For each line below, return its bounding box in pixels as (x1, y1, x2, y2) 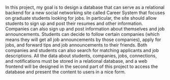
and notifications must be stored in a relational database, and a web (5, 58, 148, 64)
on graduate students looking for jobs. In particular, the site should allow (5, 15, 157, 21)
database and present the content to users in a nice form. (5, 69, 126, 75)
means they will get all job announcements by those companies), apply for (5, 36, 161, 43)
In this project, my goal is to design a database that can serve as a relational (5, 5, 164, 10)
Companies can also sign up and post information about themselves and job (5, 26, 165, 32)
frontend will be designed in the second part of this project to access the (5, 63, 158, 69)
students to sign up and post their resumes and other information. (5, 20, 144, 26)
